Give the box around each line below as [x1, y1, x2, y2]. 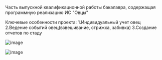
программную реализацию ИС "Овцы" [5, 9, 89, 15]
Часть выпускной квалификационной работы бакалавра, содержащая [5, 4, 156, 10]
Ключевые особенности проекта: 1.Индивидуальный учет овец [5, 19, 141, 25]
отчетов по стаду [5, 30, 42, 35]
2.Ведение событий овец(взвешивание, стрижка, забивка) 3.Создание [5, 24, 157, 30]
